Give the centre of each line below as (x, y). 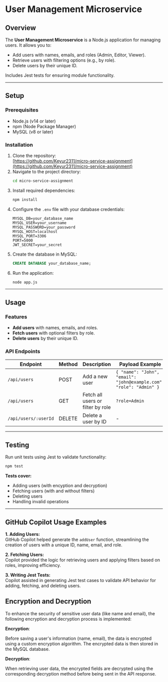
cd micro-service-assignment (43, 181)
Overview (21, 28)
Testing (17, 445)
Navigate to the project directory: (46, 171)
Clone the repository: (34, 155)
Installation (19, 145)
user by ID (94, 422)
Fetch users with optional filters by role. (53, 333)
